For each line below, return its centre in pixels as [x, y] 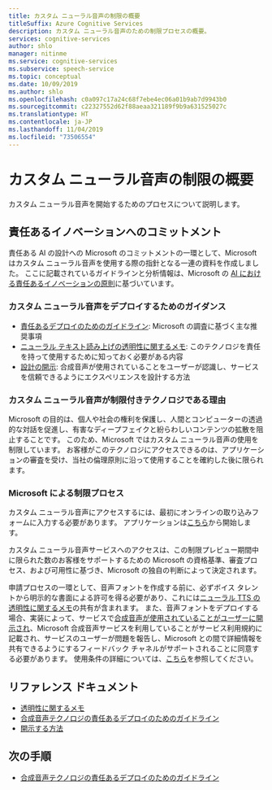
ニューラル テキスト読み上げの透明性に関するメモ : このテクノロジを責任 [140, 346]
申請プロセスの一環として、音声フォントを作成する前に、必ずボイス [122, 587]
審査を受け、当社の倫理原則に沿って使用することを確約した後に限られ [147, 460]
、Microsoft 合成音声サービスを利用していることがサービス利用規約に [146, 628]
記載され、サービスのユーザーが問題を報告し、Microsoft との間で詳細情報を [136, 639]
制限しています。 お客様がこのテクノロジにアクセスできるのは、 [115, 449]
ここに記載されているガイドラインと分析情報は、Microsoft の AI [131, 273]
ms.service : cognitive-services [63, 62]
